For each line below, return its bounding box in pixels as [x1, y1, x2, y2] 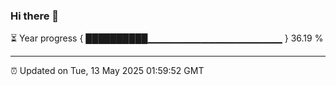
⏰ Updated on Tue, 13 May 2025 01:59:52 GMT [10, 65, 205, 77]
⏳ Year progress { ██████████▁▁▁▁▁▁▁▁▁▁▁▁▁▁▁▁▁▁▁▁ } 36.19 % [10, 32, 324, 44]
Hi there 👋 [10, 9, 60, 23]
